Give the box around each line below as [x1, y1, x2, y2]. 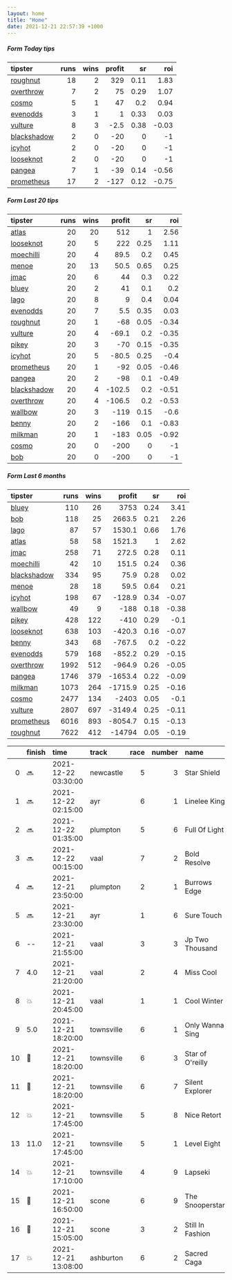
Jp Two [184, 935, 209, 944]
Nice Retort [184, 1110, 222, 1120]
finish [26, 748, 46, 758]
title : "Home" [7, 17, 48, 24]
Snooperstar [184, 1200, 226, 1210]
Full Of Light [184, 825, 224, 834]
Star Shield [184, 768, 220, 778]
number [151, 748, 178, 758]
